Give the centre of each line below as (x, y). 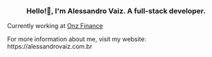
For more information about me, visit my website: (77, 39)
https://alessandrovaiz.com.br (50, 47)
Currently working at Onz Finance (55, 26)
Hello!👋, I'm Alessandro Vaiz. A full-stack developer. (116, 11)
